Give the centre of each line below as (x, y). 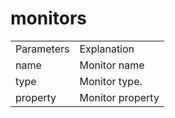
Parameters (42, 49)
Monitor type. (111, 81)
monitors (48, 18)
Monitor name (112, 65)
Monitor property (119, 97)
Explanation (107, 49)
